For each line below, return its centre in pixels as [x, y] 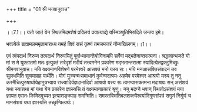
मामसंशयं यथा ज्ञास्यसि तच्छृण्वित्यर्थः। [40, 102]
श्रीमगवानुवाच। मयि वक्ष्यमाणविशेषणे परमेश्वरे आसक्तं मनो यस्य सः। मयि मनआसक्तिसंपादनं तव [91, 69]
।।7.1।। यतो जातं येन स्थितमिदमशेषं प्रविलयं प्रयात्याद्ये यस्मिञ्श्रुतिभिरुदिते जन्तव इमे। [85, 32]
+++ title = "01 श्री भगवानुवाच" [38, 9]
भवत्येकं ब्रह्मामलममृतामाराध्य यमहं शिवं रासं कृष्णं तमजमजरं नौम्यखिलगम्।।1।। [79, 44]
